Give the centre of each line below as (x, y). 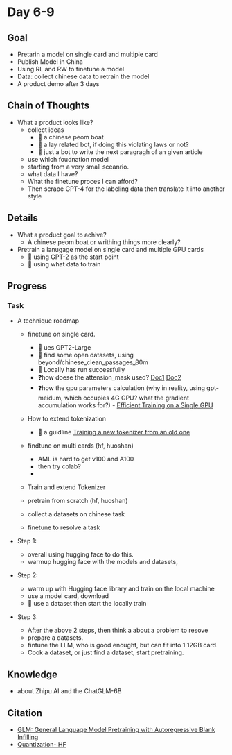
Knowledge (32, 674)
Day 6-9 (31, 12)
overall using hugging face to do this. (80, 554)
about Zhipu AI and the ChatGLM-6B (69, 691)
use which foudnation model (68, 159)
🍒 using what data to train (64, 264)
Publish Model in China (50, 62)
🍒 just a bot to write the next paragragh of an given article (120, 152)
